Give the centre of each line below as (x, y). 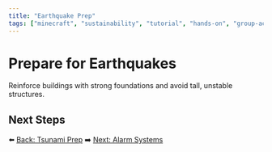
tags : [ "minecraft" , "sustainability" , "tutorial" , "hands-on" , (119, 23)
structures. (26, 95)
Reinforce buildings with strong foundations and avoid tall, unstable (121, 86)
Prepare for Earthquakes (92, 63)
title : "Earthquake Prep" (52, 16)
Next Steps (37, 119)
